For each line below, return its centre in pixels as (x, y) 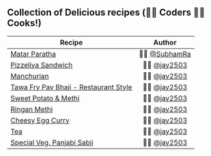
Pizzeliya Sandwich (42, 65)
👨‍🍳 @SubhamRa (165, 54)
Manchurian (30, 76)
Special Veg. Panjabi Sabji (52, 142)
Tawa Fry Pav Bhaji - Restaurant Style (71, 87)
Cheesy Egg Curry (40, 120)
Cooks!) (25, 24)
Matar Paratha (33, 54)
